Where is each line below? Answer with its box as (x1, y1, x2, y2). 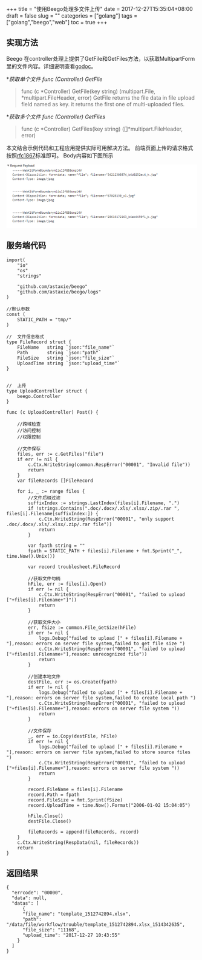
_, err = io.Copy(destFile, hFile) (28, 733, 118, 739)
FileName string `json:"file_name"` (17, 344, 115, 351)
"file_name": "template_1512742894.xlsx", (22, 911, 131, 917)
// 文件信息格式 (6, 334, 44, 340)
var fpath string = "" (28, 543, 85, 549)
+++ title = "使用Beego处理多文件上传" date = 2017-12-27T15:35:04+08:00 (6, 5, 194, 12)
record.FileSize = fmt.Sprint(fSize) (28, 797, 123, 803)
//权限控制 (17, 434, 41, 440)
